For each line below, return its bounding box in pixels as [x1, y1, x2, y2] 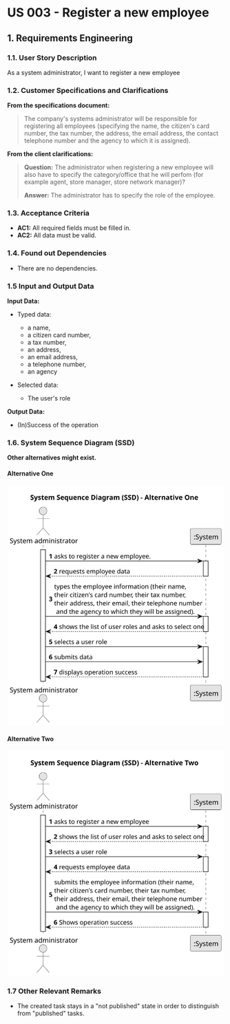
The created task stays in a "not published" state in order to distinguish [17, 1002, 219, 1010]
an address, [27, 345, 61, 354]
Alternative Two [7, 735, 54, 743]
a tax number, [27, 339, 67, 347]
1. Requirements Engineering [7, 32, 133, 44]
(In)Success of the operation [17, 421, 98, 429]
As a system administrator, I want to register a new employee [7, 68, 180, 76]
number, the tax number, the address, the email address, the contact [23, 129, 219, 138]
